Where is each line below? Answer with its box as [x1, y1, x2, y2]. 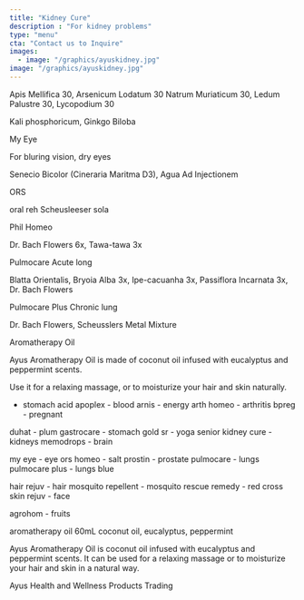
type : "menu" [9, 30, 59, 39]
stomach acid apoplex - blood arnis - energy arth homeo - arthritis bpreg [22, 398, 296, 409]
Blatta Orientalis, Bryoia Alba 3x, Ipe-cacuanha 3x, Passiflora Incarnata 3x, [9, 274, 289, 285]
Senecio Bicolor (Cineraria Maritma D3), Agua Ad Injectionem [9, 169, 239, 180]
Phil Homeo [9, 221, 53, 232]
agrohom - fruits [9, 507, 71, 518]
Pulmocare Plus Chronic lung [9, 301, 118, 312]
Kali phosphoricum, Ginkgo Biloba [9, 115, 136, 127]
